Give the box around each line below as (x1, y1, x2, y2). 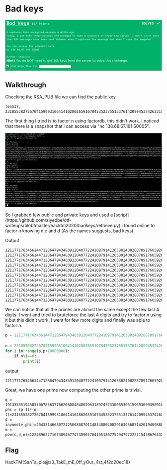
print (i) (23, 359, 41, 364)
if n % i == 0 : (14, 354, 37, 359)
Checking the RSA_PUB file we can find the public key (5, 94, 116, 100)
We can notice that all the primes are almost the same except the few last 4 (5, 306, 160, 312)
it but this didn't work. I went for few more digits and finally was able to (5, 317, 151, 323)
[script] (114, 212, 129, 218)
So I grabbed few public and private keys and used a (5, 212, 113, 218)
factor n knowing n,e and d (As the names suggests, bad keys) (5, 228, 134, 234)
